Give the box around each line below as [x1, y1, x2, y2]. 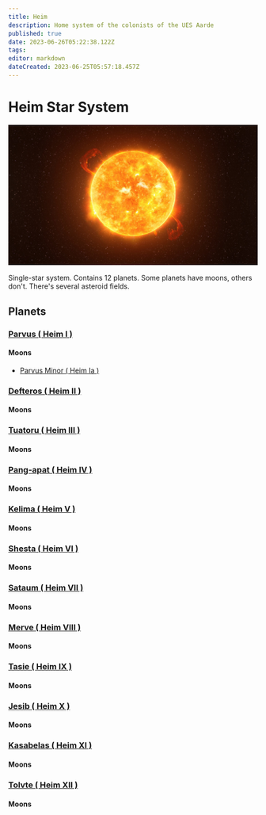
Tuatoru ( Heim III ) [8, 425, 81, 436]
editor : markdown [8, 55, 66, 63]
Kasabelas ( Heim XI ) [8, 740, 93, 751]
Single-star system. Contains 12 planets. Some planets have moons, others [8, 274, 253, 283]
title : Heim [8, 13, 47, 21]
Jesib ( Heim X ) [8, 700, 70, 711]
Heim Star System [8, 98, 129, 117]
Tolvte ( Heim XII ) [8, 779, 78, 790]
